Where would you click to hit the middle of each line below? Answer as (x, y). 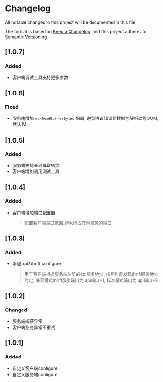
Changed (16, 310)
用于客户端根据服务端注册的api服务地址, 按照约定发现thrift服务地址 (91, 274)
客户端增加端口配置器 (34, 212)
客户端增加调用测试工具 (36, 171)
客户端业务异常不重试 (34, 327)
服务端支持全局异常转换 (36, 165)
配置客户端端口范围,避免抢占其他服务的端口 (68, 223)
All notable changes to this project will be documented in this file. (71, 22)
